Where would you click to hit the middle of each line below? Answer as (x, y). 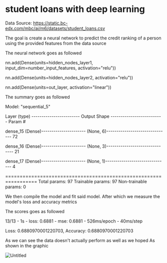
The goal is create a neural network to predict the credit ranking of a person (83, 38)
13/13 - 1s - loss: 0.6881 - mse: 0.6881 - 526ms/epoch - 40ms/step (74, 221)
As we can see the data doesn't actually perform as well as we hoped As (80, 240)
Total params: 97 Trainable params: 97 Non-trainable (93, 181)
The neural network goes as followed (43, 53)
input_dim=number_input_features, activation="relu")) (60, 68)
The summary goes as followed (37, 97)
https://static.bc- (50, 23)
